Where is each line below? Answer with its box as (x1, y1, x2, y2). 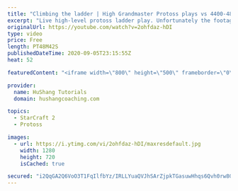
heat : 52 (7, 57, 33, 64)
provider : (7, 82, 37, 89)
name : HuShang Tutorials (13, 88, 87, 95)
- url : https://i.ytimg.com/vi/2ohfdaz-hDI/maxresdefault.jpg (13, 140, 201, 147)
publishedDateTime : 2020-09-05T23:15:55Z (7, 50, 132, 57)
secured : (7, 173, 33, 180)
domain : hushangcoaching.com (13, 95, 100, 103)
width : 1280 (20, 146, 55, 154)
